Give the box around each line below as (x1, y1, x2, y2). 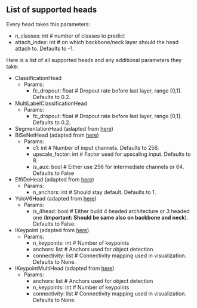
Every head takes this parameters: (6, 20, 91, 27)
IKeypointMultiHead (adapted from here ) (14, 264, 115, 272)
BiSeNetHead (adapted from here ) (14, 131, 100, 138)
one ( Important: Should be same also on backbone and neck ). (32, 214, 189, 221)
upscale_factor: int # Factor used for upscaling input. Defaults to (32, 150, 191, 158)
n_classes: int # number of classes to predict (14, 32, 125, 39)
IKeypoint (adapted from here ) (14, 226, 90, 233)
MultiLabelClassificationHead (14, 100, 88, 107)
